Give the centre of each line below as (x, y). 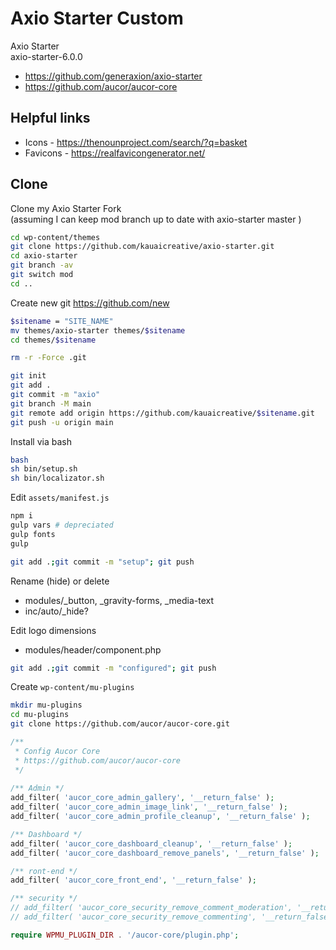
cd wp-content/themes (55, 237)
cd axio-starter (44, 256)
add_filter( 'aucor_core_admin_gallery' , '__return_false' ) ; (142, 798)
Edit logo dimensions (53, 630)
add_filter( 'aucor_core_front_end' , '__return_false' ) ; (133, 880)
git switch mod (42, 275)
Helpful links (50, 118)
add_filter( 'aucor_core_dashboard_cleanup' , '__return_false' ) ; (151, 843)
